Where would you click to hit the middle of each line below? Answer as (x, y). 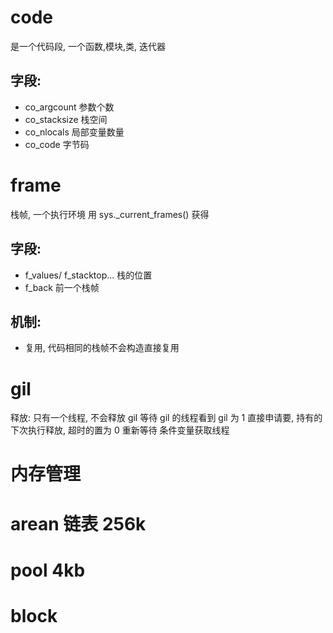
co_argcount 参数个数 (69, 107)
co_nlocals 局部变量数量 (74, 132)
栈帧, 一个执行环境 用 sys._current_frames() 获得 (110, 214)
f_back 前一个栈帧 (62, 287)
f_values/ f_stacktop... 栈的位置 (88, 275)
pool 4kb (48, 570)
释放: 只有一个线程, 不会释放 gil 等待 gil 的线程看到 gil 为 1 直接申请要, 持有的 (166, 418)
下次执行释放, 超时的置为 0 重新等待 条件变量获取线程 (120, 430)
